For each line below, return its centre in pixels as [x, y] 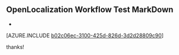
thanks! [15, 47]
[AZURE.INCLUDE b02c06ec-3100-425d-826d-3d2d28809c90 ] [85, 35]
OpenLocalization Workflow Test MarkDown [90, 10]
